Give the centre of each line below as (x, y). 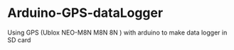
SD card (19, 39)
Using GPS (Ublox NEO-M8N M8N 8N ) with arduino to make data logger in (117, 32)
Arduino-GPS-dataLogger (85, 13)
